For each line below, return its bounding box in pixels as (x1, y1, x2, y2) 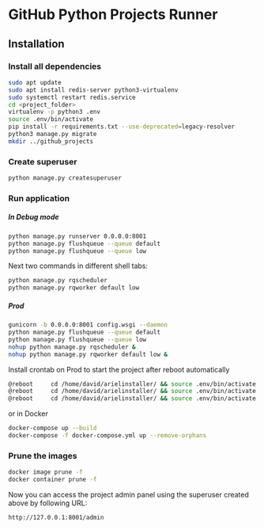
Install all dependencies (8, 61, 101, 72)
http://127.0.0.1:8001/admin (8, 513, 104, 521)
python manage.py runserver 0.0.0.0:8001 (8, 232, 147, 240)
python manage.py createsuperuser (8, 174, 123, 183)
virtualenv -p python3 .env (8, 108, 101, 116)
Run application (8, 192, 70, 203)
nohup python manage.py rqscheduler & (8, 342, 136, 351)
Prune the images (8, 450, 77, 461)
